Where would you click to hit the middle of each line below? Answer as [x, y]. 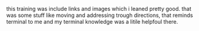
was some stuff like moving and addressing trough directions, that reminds [99, 15]
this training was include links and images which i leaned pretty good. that [99, 9]
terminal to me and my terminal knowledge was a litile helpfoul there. [92, 22]
